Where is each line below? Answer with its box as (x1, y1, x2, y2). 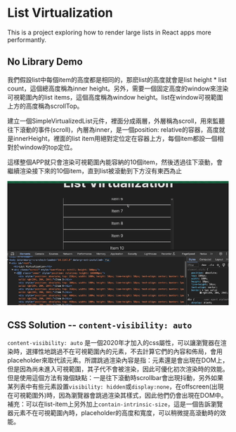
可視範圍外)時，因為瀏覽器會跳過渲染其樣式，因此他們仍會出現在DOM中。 (13, 391, 228, 400)
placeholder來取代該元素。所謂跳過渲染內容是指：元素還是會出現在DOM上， (7, 356, 229, 365)
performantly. (7, 35, 47, 43)
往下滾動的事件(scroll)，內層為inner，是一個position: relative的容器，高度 (7, 125, 219, 134)
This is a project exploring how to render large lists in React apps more (7, 28, 212, 36)
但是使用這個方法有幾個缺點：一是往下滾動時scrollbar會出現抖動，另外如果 (7, 374, 223, 382)
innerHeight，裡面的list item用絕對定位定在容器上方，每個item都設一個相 (13, 134, 224, 142)
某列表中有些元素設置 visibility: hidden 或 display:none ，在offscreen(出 (7, 382, 218, 391)
